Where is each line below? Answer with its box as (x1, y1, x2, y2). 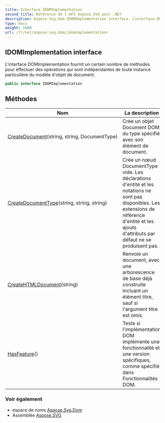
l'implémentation (122, 326, 161, 333)
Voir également (5, 396, 43, 403)
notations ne (122, 187, 151, 194)
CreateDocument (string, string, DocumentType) (7, 133, 118, 140)
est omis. (122, 311, 143, 318)
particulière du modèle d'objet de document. (5, 72, 95, 78)
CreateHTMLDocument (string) (7, 281, 79, 288)
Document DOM (122, 124, 160, 131)
